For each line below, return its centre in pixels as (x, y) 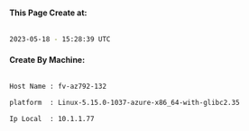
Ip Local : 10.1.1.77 (52, 119)
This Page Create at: (48, 13)
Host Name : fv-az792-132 (58, 87)
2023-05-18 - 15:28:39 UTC (60, 39)
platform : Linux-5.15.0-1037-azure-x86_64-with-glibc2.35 (125, 103)
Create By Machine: (47, 59)
